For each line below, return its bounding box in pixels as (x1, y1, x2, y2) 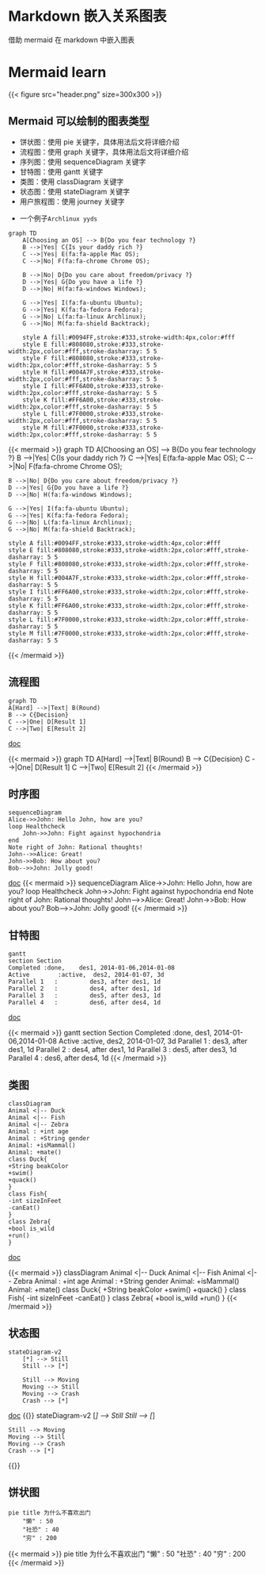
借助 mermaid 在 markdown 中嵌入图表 (8, 35, 135, 44)
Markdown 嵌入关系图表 (8, 7, 168, 25)
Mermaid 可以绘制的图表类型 (8, 114, 150, 128)
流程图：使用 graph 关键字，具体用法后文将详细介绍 (19, 147, 189, 156)
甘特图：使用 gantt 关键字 (19, 167, 104, 176)
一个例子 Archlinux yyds (19, 213, 98, 223)
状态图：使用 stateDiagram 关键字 (19, 186, 131, 196)
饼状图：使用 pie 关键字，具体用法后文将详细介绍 (19, 136, 180, 147)
